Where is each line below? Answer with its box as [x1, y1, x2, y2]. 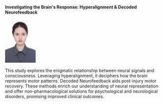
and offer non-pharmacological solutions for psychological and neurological [5, 88, 158, 94]
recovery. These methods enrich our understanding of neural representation [5, 83, 159, 89]
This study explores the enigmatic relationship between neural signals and [5, 68, 155, 74]
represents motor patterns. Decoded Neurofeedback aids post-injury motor [5, 78, 157, 84]
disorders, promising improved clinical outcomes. [5, 94, 104, 100]
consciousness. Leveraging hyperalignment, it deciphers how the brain [5, 73, 148, 79]
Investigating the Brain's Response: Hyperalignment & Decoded [5, 4, 137, 10]
